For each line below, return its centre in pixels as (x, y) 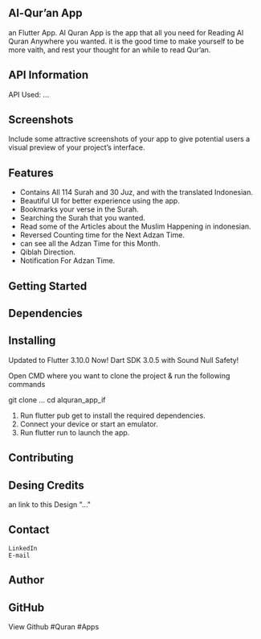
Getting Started (48, 286)
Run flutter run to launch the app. (75, 432)
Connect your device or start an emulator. (89, 424)
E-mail (19, 555)
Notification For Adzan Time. (67, 261)
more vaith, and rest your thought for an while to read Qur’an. (110, 49)
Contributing (41, 458)
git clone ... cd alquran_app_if (57, 400)
